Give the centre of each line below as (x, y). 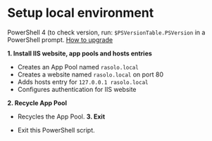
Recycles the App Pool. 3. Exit (61, 116)
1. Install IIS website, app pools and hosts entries (80, 53)
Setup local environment (81, 13)
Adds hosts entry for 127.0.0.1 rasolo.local (83, 81)
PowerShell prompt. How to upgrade (60, 39)
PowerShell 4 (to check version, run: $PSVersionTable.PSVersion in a (106, 32)
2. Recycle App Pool (37, 102)
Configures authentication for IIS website (77, 89)
